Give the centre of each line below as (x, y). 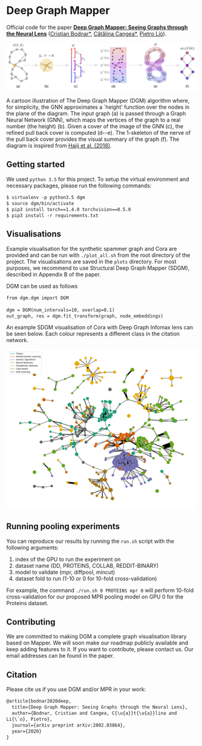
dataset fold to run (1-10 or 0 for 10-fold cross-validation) (86, 579)
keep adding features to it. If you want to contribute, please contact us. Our (100, 649)
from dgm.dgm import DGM (37, 298)
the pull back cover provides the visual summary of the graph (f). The (93, 139)
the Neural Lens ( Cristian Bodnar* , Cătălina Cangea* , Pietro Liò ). (86, 33)
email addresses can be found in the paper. (60, 656)
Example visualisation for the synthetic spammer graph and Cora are (92, 248)
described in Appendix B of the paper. (54, 274)
